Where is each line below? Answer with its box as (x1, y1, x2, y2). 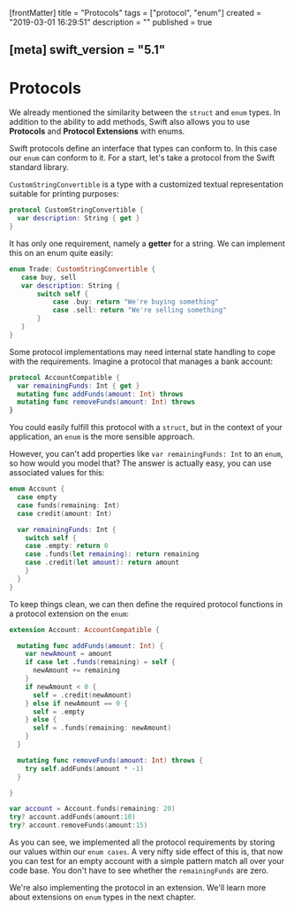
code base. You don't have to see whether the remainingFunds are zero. (9, 865, 269, 876)
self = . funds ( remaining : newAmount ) (32, 723, 172, 733)
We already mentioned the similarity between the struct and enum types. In (9, 107, 281, 118)
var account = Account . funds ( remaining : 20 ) (9, 805, 176, 814)
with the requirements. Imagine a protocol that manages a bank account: (9, 356, 274, 367)
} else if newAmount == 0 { (25, 699, 128, 707)
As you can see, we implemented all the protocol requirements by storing (9, 837, 275, 848)
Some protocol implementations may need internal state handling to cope (9, 346, 276, 357)
